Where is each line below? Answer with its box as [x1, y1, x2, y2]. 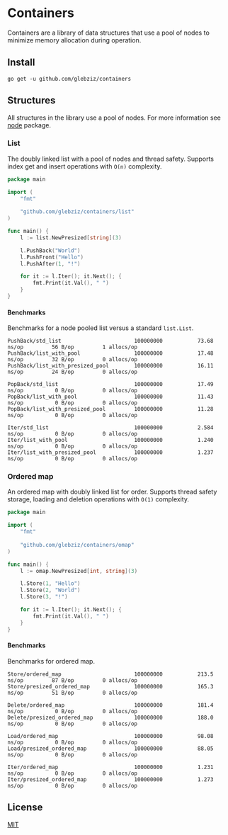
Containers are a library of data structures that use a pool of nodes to [7, 28, 210, 37]
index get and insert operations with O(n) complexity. [7, 161, 162, 171]
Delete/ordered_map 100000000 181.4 [7, 701, 214, 709]
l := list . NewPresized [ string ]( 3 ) [20, 234, 122, 242]
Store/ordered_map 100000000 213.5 [7, 671, 214, 678]
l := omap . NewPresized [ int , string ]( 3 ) [20, 567, 138, 574]
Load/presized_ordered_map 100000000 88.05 [7, 745, 214, 752]
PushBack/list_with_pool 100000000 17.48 [7, 350, 214, 357]
